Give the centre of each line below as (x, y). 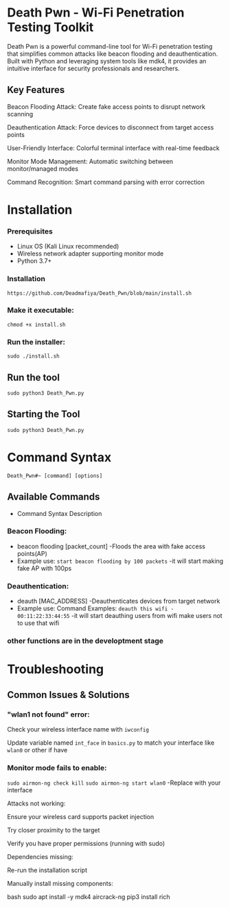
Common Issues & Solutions (68, 695)
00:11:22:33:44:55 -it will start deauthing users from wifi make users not (120, 616)
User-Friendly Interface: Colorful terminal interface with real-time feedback (113, 148)
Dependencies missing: (40, 857)
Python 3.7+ (34, 261)
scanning (20, 114)
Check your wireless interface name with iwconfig (78, 729)
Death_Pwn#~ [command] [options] (55, 476)
